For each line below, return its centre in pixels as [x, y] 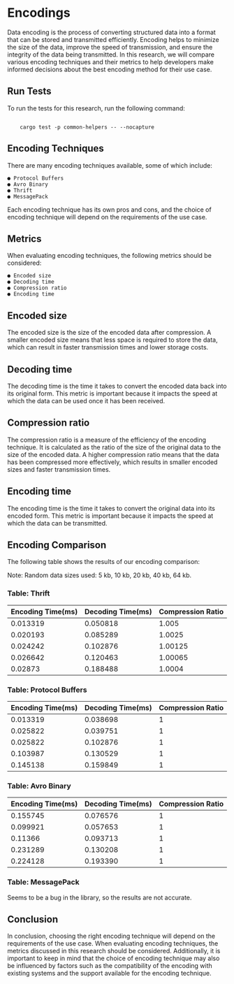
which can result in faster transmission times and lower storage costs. [108, 347]
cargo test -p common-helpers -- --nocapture [87, 127]
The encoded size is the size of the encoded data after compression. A [109, 333]
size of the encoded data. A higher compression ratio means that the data [114, 454]
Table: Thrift [29, 593]
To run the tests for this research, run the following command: [96, 108]
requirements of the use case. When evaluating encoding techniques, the [113, 943]
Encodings [39, 13]
